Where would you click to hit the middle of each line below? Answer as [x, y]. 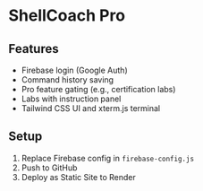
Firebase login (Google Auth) [75, 70]
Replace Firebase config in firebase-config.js [107, 158]
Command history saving [67, 80]
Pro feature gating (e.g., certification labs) [98, 89]
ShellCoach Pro [67, 16]
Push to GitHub [49, 168]
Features [34, 49]
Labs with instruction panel [71, 99]
